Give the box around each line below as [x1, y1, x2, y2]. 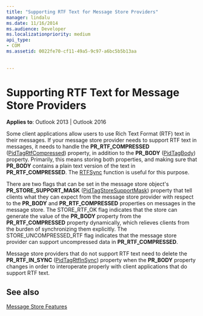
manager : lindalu [6, 15, 50, 21]
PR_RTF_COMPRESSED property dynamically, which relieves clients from [6, 219, 190, 226]
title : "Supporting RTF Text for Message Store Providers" [6, 8, 159, 15]
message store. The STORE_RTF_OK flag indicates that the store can [6, 206, 178, 214]
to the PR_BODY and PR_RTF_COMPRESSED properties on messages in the [6, 200, 196, 207]
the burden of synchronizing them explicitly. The [6, 225, 127, 233]
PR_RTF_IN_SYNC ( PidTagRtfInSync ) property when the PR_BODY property [6, 257, 196, 264]
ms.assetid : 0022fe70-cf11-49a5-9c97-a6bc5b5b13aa [6, 48, 137, 54]
